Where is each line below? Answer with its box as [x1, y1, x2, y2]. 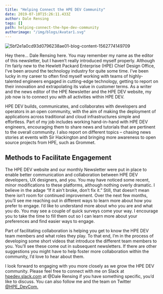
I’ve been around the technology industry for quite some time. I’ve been [5, 68, 149, 73]
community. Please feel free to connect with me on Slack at [5, 268, 125, 274]
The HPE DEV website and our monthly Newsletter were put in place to [5, 166, 147, 172]
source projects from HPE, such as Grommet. [5, 140, 96, 145]
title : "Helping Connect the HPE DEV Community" [5, 7, 106, 12]
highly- [128, 73, 144, 79]
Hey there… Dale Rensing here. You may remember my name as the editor [5, 53, 154, 58]
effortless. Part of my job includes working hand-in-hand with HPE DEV [5, 119, 148, 125]
